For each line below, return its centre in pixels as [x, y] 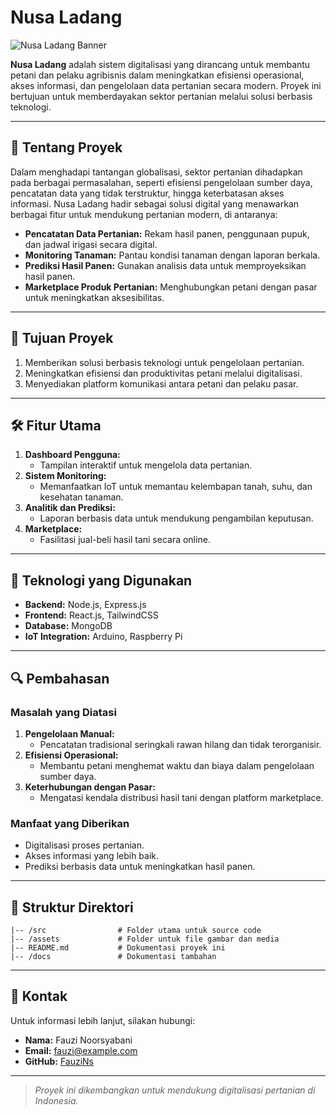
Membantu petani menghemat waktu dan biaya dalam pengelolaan [177, 765]
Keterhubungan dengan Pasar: [90, 787]
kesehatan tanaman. [81, 497]
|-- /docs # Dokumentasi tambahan [113, 956]
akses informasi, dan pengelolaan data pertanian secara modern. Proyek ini [166, 85]
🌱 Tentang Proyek [66, 147]
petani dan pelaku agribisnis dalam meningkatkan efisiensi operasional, [157, 75]
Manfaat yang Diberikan [70, 823]
